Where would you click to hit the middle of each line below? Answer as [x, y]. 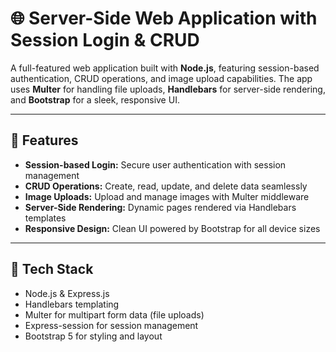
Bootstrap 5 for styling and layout [93, 336]
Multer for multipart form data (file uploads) [114, 314]
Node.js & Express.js [67, 293]
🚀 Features [44, 140]
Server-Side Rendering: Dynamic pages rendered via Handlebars [160, 207]
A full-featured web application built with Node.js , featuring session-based [165, 68]
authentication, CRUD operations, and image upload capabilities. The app [161, 78]
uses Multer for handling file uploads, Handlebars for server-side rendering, [168, 89]
